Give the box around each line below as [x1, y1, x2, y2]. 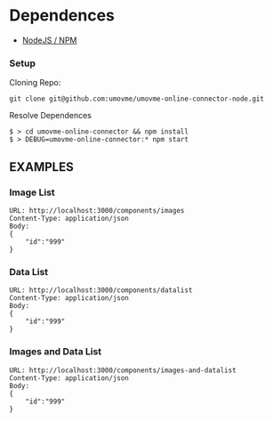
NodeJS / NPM [21, 35, 77, 45]
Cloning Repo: [9, 77, 61, 88]
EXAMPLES [9, 159, 74, 174]
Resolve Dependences [9, 110, 92, 121]
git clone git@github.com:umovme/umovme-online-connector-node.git [9, 94, 265, 103]
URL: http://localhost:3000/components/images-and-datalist [9, 366, 237, 375]
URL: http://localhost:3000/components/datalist [9, 286, 193, 295]
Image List [9, 186, 55, 199]
